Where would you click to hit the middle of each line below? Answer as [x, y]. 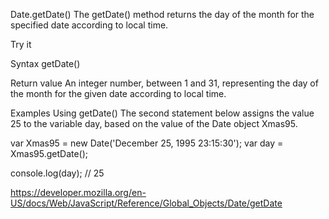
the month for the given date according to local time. [118, 93]
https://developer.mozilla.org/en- [78, 192]
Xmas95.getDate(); [49, 153]
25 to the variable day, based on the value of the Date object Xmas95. [154, 123]
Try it [21, 44]
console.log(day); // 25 [57, 173]
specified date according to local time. [89, 25]
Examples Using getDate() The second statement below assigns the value [162, 113]
